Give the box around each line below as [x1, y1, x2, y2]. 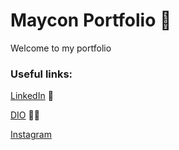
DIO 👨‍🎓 [10, 109, 40, 121]
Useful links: [10, 67, 73, 81]
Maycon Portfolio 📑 [10, 9, 172, 32]
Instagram [10, 129, 52, 141]
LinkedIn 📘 [10, 90, 54, 102]
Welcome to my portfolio [10, 42, 112, 54]
